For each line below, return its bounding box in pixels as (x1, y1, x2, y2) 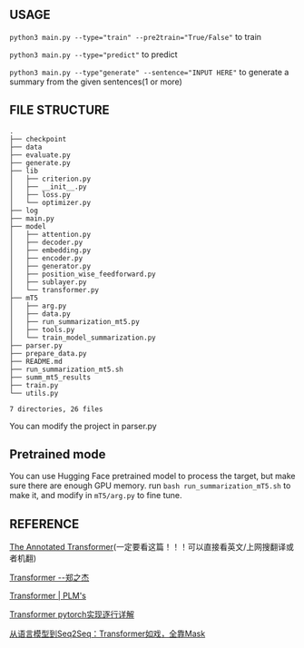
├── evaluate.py (9, 150, 71, 160)
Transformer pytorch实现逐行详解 (9, 609, 134, 620)
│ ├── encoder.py (9, 253, 83, 262)
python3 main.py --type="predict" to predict (9, 49, 179, 60)
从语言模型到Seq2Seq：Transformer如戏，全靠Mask (9, 628, 206, 639)
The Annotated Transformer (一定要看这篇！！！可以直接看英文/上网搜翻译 (9, 542, 287, 553)
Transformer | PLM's (9, 590, 87, 602)
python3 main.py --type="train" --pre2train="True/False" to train (9, 31, 261, 42)
